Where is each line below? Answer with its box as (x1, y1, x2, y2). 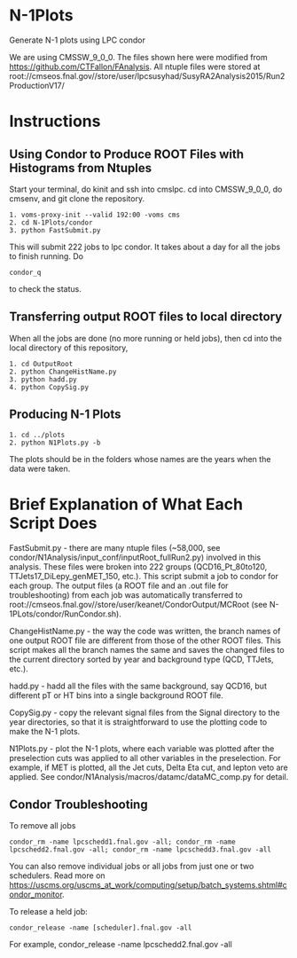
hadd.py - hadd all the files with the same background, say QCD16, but (9, 680, 268, 691)
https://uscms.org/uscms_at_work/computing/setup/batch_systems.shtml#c (9, 880, 288, 891)
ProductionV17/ (9, 80, 65, 90)
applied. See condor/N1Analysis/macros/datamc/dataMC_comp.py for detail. (9, 771, 289, 781)
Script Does (9, 513, 98, 533)
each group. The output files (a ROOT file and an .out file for (9, 580, 229, 591)
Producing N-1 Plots (9, 407, 121, 422)
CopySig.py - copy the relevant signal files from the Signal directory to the (9, 707, 281, 718)
